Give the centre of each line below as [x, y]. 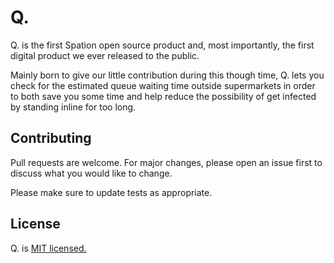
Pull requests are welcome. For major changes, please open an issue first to [166, 162]
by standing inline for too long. [73, 107]
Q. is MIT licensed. [48, 248]
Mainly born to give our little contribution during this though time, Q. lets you [167, 75]
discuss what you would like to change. [91, 173]
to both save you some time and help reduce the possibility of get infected [163, 96]
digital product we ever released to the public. [105, 55]
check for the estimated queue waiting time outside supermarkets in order [163, 85]
